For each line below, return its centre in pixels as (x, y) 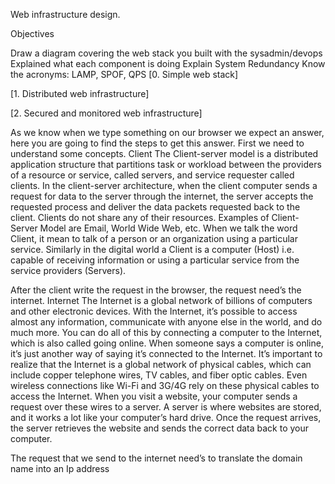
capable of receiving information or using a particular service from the (155, 260)
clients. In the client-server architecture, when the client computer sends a (164, 185)
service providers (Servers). (68, 270)
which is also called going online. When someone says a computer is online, (167, 343)
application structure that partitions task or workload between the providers (166, 164)
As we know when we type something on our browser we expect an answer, (167, 132)
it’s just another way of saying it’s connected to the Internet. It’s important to (166, 353)
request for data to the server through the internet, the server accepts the (162, 196)
